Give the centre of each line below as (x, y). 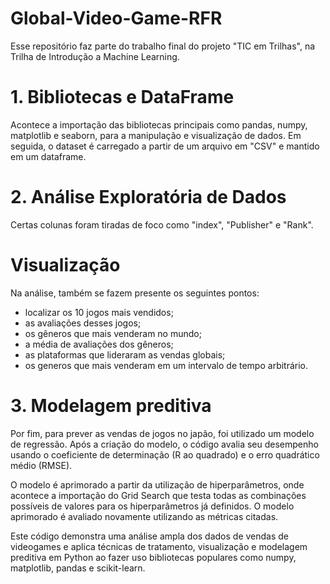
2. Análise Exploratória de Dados (148, 197)
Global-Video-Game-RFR (116, 18)
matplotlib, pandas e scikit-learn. (78, 568)
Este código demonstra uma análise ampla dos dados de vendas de (150, 536)
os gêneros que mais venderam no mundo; (113, 333)
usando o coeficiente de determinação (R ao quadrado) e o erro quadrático (165, 454)
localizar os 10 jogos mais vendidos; (99, 312)
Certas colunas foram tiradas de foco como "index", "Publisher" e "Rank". (162, 224)
